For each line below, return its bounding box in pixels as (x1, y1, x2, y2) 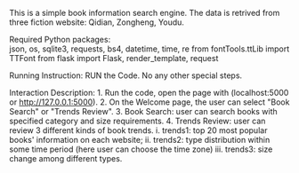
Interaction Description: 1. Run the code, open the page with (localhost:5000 (9, 88, 289, 98)
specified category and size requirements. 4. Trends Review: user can (9, 115, 266, 126)
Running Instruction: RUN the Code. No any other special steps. (9, 70, 243, 81)
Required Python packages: (9, 35, 111, 44)
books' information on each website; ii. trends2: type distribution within (9, 135, 271, 145)
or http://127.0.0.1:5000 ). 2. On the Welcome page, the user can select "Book (9, 97, 290, 107)
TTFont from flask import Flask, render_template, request (9, 53, 219, 63)
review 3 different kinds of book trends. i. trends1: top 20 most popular (9, 125, 268, 136)
